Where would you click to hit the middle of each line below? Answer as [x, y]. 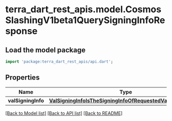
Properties [23, 78]
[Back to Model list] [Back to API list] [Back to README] [64, 113]
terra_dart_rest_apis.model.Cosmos [83, 9]
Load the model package [46, 50]
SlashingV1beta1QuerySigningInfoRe [85, 20]
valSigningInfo [26, 101]
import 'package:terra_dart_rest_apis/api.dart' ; [59, 62]
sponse [21, 31]
